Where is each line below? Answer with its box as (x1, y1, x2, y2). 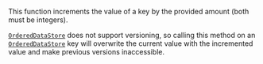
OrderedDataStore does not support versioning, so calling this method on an (8, 31, 256, 40)
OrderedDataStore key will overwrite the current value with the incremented (8, 39, 253, 48)
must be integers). (8, 15, 68, 24)
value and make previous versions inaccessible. (8, 47, 165, 56)
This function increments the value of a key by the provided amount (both (8, 7, 249, 16)
